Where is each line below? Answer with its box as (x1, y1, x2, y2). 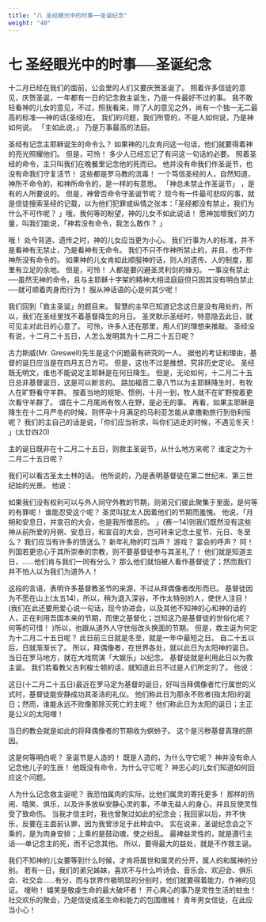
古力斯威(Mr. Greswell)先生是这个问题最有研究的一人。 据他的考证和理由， (8, 348, 251, 358)
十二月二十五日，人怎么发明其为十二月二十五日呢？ (28, 332, 196, 341)
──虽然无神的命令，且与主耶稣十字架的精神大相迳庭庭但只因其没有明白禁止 (8, 275, 254, 285)
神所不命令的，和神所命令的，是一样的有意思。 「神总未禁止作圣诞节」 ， (8, 179, 248, 188)
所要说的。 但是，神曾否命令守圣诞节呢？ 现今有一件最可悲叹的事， (28, 189, 248, 199)
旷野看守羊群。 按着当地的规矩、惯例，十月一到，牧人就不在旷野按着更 (21, 388, 253, 397)
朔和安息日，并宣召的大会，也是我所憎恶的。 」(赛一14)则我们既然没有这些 (8, 518, 252, 527)
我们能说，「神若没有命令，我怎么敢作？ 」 (28, 218, 166, 228)
